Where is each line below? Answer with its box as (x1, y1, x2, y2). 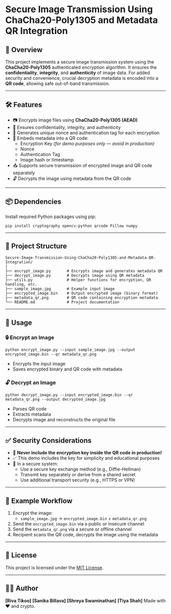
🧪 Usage (5, 318, 32, 327)
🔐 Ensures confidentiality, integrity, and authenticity (12, 124, 121, 130)
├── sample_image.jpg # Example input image (5, 286, 115, 292)
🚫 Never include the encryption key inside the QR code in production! (12, 450, 162, 456)
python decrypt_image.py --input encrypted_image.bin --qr (5, 392, 133, 397)
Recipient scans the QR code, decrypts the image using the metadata (12, 532, 159, 538)
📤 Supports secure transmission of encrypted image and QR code (12, 162, 153, 168)
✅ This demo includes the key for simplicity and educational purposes (12, 455, 160, 461)
